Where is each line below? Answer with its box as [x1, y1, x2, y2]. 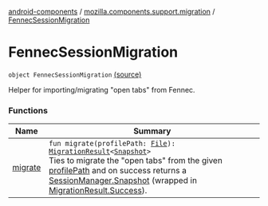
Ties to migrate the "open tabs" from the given [49, 155, 223, 166]
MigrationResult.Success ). [49, 185, 148, 196]
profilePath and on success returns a [49, 165, 187, 176]
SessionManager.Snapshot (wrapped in [49, 175, 198, 186]
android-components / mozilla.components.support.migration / [8, 7, 215, 16]
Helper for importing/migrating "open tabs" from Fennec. [8, 85, 195, 94]
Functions [8, 105, 48, 116]
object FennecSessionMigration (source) [8, 69, 142, 79]
